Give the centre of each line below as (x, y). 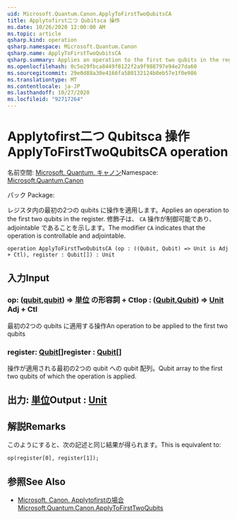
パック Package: (31, 194)
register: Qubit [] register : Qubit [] (65, 352)
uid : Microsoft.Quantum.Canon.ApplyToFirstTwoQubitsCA (90, 14)
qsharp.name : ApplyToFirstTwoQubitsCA (64, 54)
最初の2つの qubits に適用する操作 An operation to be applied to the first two (117, 325)
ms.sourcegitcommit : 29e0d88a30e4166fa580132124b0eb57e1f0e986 (102, 73)
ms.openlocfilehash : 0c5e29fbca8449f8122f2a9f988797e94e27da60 (102, 66)
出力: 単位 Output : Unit (57, 400)
